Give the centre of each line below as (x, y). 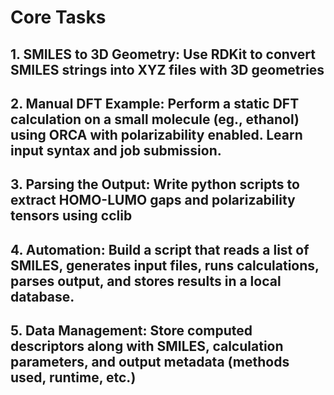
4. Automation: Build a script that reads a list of (160, 249)
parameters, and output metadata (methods (150, 362)
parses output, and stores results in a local (146, 281)
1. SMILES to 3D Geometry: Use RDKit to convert (163, 54)
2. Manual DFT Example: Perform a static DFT (155, 103)
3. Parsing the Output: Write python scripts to (155, 184)
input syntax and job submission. (116, 150)
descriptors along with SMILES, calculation (147, 346)
